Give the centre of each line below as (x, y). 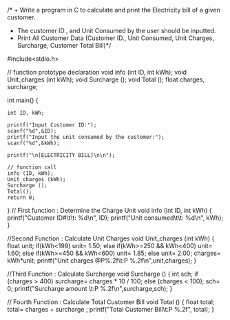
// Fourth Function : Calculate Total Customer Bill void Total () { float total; (111, 302)
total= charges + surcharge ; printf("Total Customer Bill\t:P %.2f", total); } (111, 309)
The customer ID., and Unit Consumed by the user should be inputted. (116, 31)
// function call (32, 167)
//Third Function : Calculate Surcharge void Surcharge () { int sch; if (103, 274)
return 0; (21, 198)
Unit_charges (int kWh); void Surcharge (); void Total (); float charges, (106, 79)
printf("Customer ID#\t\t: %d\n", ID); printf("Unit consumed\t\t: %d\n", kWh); (115, 218)
